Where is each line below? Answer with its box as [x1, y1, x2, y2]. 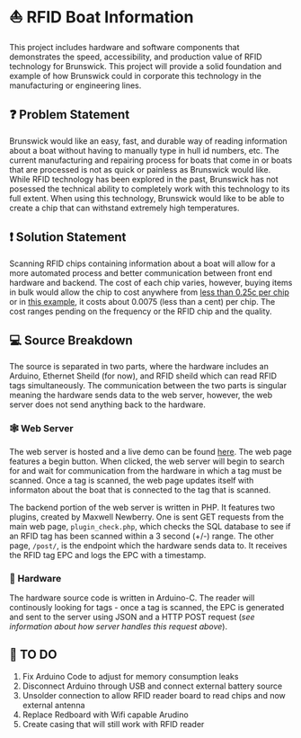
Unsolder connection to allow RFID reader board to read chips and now [22, 689, 286, 700]
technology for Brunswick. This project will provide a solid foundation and [9, 60, 282, 71]
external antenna [22, 699, 85, 710]
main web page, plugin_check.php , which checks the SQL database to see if [9, 520, 291, 531]
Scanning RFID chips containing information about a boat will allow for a [9, 258, 276, 269]
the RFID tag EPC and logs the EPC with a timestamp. [9, 549, 207, 560]
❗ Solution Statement [9, 229, 127, 245]
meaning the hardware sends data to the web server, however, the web [9, 390, 272, 401]
